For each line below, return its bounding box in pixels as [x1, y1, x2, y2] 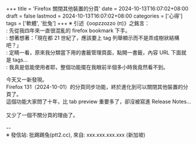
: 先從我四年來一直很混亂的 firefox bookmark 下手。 [6, 27, 131, 34]
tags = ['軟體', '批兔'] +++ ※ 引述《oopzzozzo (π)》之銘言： [6, 20, 150, 26]
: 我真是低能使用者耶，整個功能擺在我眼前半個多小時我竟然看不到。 [6, 64, 168, 70]
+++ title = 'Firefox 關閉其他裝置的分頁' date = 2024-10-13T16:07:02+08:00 [6, 5, 189, 12]
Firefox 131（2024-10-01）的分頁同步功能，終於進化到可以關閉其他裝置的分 [6, 84, 188, 90]
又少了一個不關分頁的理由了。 [6, 112, 78, 118]
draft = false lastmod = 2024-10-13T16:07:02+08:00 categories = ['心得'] [6, 12, 183, 19]
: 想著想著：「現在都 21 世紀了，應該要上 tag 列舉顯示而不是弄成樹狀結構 [6, 35, 180, 41]
